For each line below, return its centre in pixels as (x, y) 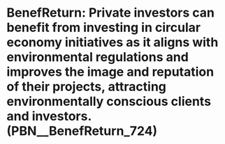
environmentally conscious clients (109, 102)
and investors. (49, 117)
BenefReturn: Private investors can (110, 13)
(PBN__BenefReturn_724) (82, 131)
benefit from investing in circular (103, 27)
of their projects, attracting (87, 87)
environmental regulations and (98, 57)
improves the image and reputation (110, 72)
